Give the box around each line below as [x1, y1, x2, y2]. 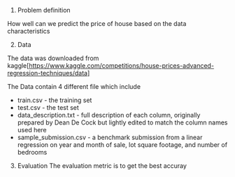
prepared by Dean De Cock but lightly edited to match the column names [17, 118, 228, 127]
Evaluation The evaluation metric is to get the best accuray [17, 162, 187, 170]
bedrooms [17, 148, 48, 156]
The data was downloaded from [7, 54, 99, 62]
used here [17, 126, 47, 134]
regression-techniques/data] [7, 69, 90, 77]
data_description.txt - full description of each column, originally [17, 111, 201, 119]
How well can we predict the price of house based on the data [7, 20, 187, 27]
